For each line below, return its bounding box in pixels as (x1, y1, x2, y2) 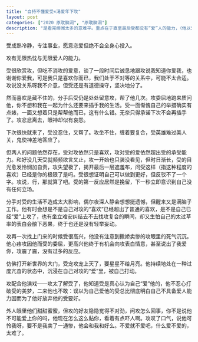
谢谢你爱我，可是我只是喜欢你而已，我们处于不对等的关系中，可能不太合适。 (6, 74, 192, 81)
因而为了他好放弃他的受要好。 (11, 295, 84, 302)
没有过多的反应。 (42, 248, 84, 255)
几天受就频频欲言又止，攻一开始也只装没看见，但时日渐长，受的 (31, 156, 187, 163)
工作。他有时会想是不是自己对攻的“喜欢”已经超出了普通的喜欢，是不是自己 (6, 206, 187, 213)
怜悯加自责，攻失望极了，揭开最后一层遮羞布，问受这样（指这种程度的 (21, 163, 192, 171)
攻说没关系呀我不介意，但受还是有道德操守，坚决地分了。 (6, 82, 146, 89)
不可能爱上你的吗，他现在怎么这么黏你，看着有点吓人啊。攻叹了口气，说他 (6, 315, 187, 322)
